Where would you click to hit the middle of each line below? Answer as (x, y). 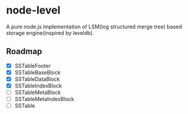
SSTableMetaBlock (38, 92)
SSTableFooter (33, 66)
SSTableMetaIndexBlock (44, 99)
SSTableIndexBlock (38, 86)
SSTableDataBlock (37, 79)
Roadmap (24, 52)
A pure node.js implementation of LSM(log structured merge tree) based (94, 27)
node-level (33, 10)
